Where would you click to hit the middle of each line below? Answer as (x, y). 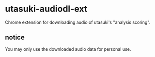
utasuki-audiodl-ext (46, 9)
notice (15, 37)
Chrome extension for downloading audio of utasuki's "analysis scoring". (78, 22)
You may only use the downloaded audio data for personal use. (68, 49)
